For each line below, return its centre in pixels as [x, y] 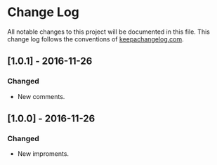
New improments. [43, 154]
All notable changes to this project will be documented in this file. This [109, 32]
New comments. [41, 96]
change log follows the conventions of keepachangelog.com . [96, 39]
